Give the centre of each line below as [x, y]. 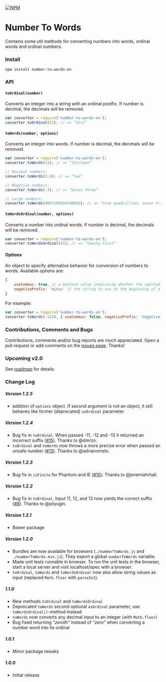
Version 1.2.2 [19, 486]
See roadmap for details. [30, 369]
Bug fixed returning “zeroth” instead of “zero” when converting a [78, 622]
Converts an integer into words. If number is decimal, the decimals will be [80, 144]
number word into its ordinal [41, 628]
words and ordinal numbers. [34, 46]
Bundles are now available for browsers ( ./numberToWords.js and [78, 552]
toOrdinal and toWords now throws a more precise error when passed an [86, 446]
